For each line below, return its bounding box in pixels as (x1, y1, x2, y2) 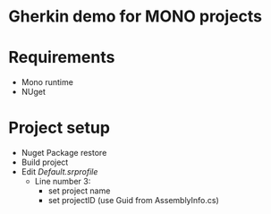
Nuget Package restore (21, 148, 107, 158)
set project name (47, 185, 111, 196)
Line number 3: (34, 176, 91, 187)
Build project (21, 157, 69, 167)
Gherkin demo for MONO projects (8, 6, 263, 27)
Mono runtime (21, 77, 73, 88)
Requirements (8, 47, 115, 68)
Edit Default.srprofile (21, 167, 98, 177)
